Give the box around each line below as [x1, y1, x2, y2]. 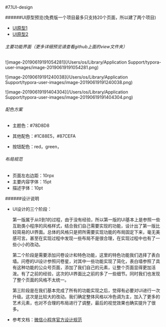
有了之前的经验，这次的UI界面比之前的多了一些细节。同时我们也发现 [21, 270, 160, 276]
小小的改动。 [16, 241, 43, 247]
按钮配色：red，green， [12, 144, 62, 150]
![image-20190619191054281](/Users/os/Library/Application [5, 59, 127, 65]
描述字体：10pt [12, 185, 43, 191]
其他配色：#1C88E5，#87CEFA [12, 133, 76, 139]
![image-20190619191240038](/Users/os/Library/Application [5, 74, 128, 80]
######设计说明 [5, 195, 40, 201]
